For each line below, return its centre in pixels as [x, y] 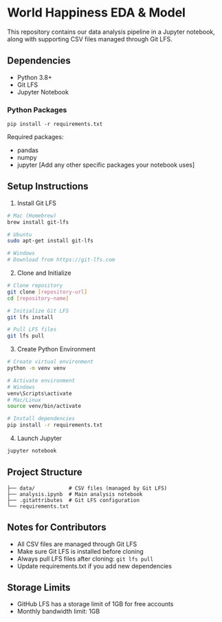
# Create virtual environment [51, 362]
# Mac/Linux [24, 400]
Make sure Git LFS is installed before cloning [80, 551]
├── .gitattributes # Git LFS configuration [73, 500]
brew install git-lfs [38, 222]
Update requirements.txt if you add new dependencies [94, 566]
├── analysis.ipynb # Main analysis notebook [75, 494]
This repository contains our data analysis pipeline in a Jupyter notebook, [111, 32]
